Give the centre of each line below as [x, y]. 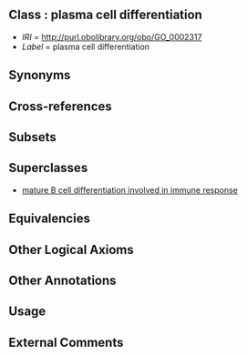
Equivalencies [49, 219]
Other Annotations [62, 280]
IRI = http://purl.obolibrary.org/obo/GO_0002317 [112, 36]
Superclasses [48, 168]
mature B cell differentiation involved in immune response [130, 189]
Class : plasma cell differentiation [105, 15]
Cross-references [61, 106]
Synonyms [40, 75]
